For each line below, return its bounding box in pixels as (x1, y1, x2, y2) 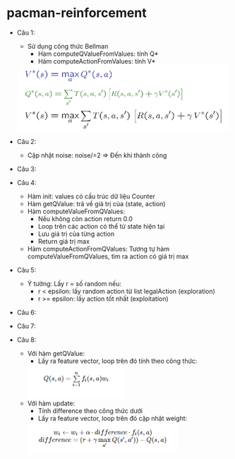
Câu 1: (16, 28, 35, 37)
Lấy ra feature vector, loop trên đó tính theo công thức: (37, 357, 198, 365)
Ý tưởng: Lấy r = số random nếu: (27, 280, 121, 288)
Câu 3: (16, 165, 37, 174)
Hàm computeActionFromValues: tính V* (37, 56, 156, 65)
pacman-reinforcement (6, 5, 147, 21)
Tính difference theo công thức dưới (37, 407, 143, 415)
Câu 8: (16, 335, 37, 344)
